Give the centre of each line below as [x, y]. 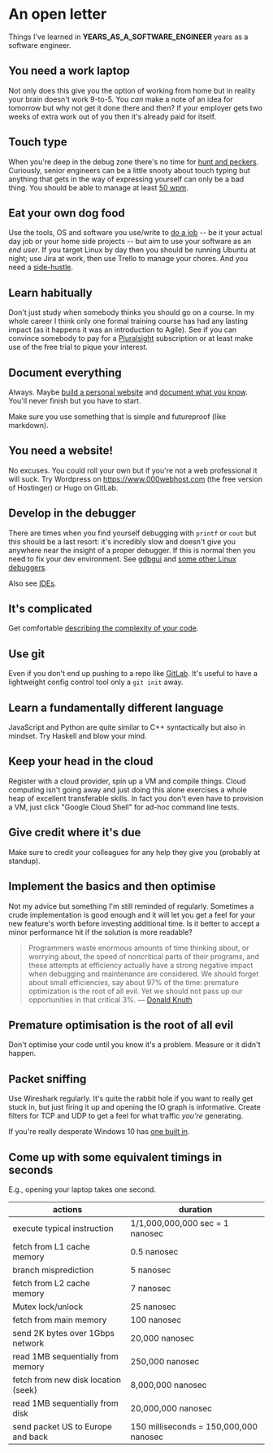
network [28, 1343]
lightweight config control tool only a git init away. [96, 682]
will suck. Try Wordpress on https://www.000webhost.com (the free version [135, 479]
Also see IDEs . [32, 583]
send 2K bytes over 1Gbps [64, 1333]
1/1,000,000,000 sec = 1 [180, 1223]
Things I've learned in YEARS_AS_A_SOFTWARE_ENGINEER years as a [128, 37]
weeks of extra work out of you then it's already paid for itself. [113, 116]
